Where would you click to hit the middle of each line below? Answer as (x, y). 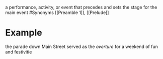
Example (24, 33)
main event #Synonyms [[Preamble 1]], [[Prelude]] (57, 12)
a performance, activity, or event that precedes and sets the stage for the (81, 7)
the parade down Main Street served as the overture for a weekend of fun (82, 46)
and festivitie (19, 51)
